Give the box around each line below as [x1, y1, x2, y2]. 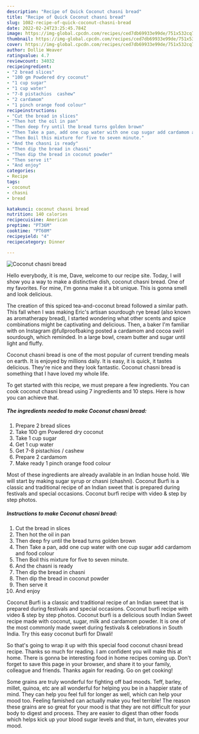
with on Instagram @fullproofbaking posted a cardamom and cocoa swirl [6, 327, 184, 334]
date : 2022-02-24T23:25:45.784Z [6, 25, 86, 31]
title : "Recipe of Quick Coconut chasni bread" [6, 14, 126, 20]
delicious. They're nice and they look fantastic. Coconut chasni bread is [6, 364, 181, 371]
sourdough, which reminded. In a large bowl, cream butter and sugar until [6, 333, 185, 340]
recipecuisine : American [6, 217, 68, 223]
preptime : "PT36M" [6, 223, 52, 229]
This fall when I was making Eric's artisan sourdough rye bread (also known [6, 308, 191, 315]
